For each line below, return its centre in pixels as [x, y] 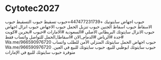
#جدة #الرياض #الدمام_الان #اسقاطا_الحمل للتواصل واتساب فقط [64, 37]
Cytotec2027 [32, 8]
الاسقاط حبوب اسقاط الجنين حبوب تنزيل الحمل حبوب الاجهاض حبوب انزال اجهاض [79, 26]
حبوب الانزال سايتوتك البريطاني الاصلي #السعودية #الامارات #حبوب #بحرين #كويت [80, 32]
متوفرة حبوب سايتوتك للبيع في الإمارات [40, 52]
